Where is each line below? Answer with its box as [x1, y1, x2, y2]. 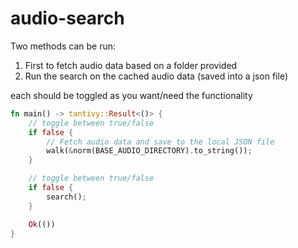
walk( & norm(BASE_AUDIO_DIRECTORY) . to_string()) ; [46, 146, 253, 156]
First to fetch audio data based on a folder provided [24, 59, 238, 71]
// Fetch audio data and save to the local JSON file [46, 137, 275, 147]
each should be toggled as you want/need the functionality [10, 89, 253, 101]
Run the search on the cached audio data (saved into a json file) [24, 70, 288, 82]
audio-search [10, 7, 125, 30]
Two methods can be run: [10, 40, 117, 52]
